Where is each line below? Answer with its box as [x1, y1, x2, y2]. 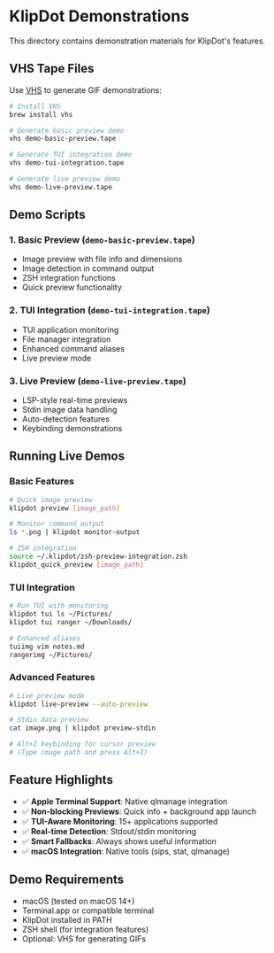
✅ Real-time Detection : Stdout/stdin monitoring [21, 825, 197, 836]
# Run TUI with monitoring [9, 601, 109, 610]
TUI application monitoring [21, 324, 119, 335]
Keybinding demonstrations [21, 423, 123, 434]
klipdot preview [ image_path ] [9, 503, 121, 513]
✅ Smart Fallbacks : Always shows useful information [21, 835, 217, 847]
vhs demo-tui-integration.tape [9, 159, 125, 167]
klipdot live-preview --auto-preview [9, 700, 148, 709]
